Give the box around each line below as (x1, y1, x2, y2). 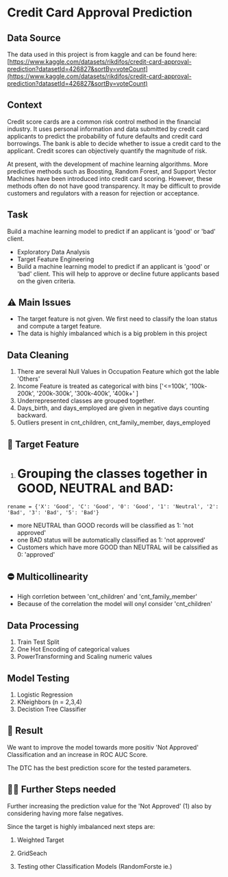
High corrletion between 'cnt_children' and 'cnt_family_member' (16, 592, 197, 601)
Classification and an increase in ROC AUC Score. (7, 750, 148, 758)
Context (7, 99, 42, 111)
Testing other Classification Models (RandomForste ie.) (16, 862, 173, 870)
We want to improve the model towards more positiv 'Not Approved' (7, 743, 199, 752)
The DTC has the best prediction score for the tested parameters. (7, 763, 192, 772)
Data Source (7, 32, 61, 44)
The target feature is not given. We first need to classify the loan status (16, 315, 218, 323)
